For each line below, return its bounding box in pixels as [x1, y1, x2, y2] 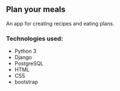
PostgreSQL [14, 60, 44, 67]
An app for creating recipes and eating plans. [6, 20, 115, 27]
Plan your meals [6, 5, 66, 14]
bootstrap [14, 78, 38, 86]
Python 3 [14, 48, 37, 54]
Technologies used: [6, 34, 63, 42]
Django [14, 54, 32, 61]
